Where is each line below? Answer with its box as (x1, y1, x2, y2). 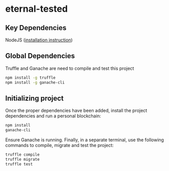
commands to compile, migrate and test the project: (5, 142, 114, 149)
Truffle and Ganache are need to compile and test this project (5, 65, 134, 71)
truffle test (5, 161, 33, 166)
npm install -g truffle (5, 75, 56, 80)
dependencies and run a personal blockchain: (5, 113, 101, 119)
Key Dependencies (5, 23, 67, 32)
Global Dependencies (5, 52, 75, 60)
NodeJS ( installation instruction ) (5, 37, 73, 43)
